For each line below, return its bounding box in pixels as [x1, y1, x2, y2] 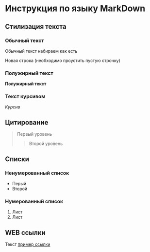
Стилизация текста [5, 22, 67, 31]
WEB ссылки [5, 228, 46, 237]
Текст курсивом [5, 93, 46, 100]
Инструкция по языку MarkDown [5, 3, 146, 14]
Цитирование [5, 118, 49, 126]
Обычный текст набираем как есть [5, 48, 78, 54]
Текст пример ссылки [5, 241, 50, 247]
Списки [5, 155, 30, 163]
